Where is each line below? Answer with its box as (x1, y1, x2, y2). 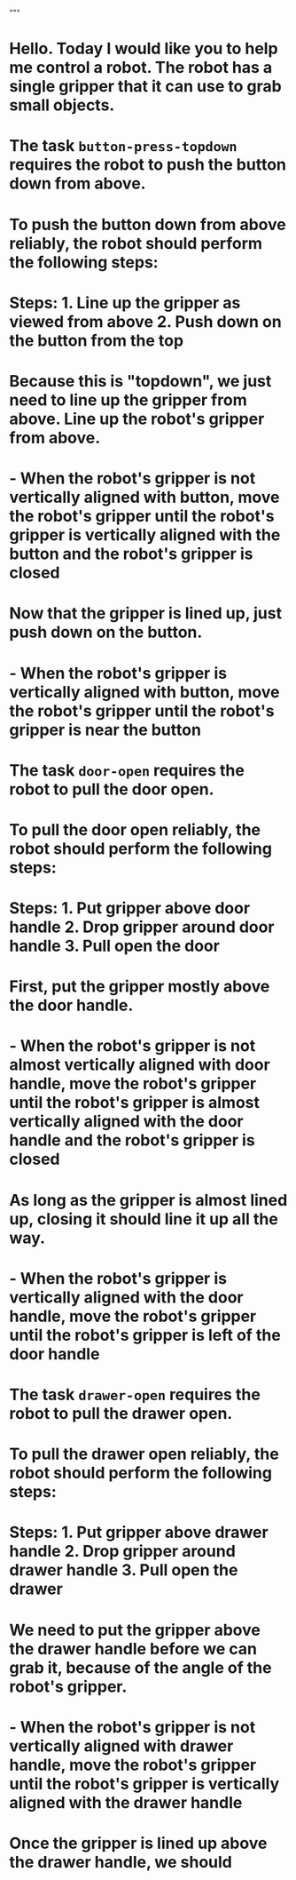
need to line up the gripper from (9, 390, 247, 410)
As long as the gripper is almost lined (9, 1190, 288, 1210)
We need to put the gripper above (9, 1620, 261, 1640)
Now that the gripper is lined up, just (9, 603, 282, 624)
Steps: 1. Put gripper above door (9, 898, 251, 919)
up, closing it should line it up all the (9, 1208, 279, 1229)
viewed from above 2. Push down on (9, 311, 282, 331)
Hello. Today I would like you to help (9, 39, 278, 59)
